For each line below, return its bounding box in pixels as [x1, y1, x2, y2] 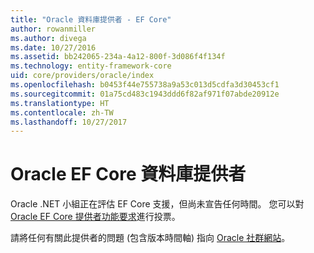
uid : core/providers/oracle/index [10, 71, 155, 81]
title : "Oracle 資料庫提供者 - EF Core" [10, 14, 172, 25]
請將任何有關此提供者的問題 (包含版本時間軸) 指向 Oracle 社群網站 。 [10, 232, 291, 244]
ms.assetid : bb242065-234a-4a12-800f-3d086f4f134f [10, 52, 226, 62]
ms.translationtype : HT [10, 98, 110, 108]
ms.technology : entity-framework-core [10, 61, 172, 71]
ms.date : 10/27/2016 [10, 42, 97, 53]
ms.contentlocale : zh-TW [10, 107, 114, 118]
